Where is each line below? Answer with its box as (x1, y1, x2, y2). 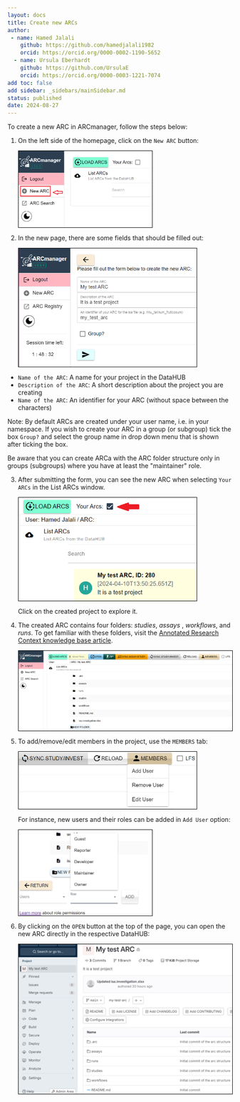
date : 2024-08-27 (7, 102, 59, 109)
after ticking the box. (7, 440, 68, 448)
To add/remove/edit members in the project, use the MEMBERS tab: (17, 737, 208, 745)
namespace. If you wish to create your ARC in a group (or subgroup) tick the (7, 425, 231, 433)
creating (17, 388, 43, 397)
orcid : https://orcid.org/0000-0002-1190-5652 (20, 49, 161, 56)
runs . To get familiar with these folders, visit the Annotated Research (17, 629, 219, 637)
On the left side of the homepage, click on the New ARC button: (17, 136, 199, 145)
